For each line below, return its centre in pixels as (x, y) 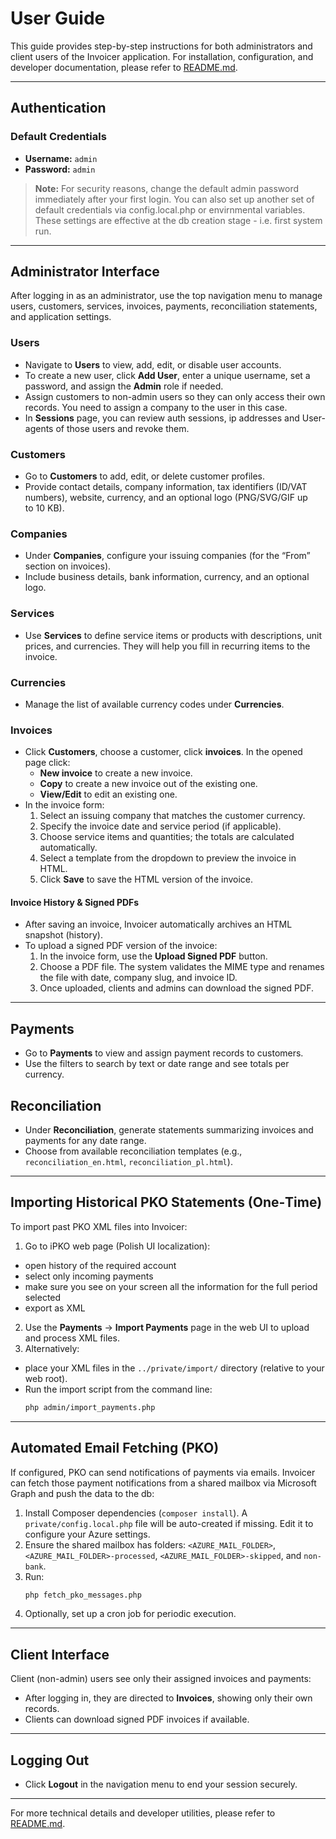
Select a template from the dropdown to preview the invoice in (168, 858)
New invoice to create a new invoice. (116, 773)
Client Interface (60, 1654)
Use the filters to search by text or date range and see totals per (157, 1064)
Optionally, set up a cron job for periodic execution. (130, 1614)
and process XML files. (72, 1338)
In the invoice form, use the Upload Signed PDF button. (153, 956)
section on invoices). (68, 566)
